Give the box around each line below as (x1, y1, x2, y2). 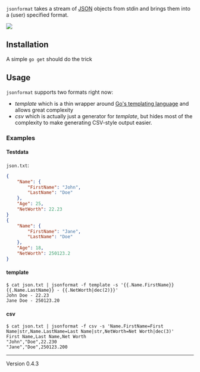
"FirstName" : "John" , (27, 184, 82, 190)
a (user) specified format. (6, 11, 69, 18)
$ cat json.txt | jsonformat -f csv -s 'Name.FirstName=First (6, 323, 164, 329)
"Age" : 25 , (17, 201, 44, 207)
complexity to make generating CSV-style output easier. (14, 119, 152, 126)
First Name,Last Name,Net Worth (6, 334, 86, 340)
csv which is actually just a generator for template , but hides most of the (14, 112, 193, 119)
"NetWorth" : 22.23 (17, 206, 62, 212)
